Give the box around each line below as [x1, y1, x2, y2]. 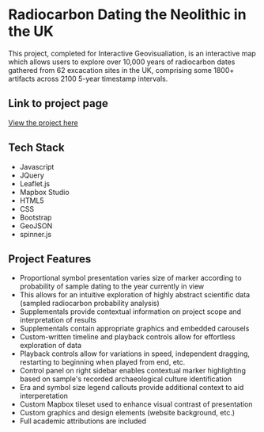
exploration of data [19, 341, 81, 350]
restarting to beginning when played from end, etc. [19, 357, 186, 367]
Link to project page [8, 97, 108, 110]
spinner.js [19, 229, 52, 239]
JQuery [19, 170, 45, 180]
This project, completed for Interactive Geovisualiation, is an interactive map [8, 48, 257, 58]
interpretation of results [19, 315, 97, 325]
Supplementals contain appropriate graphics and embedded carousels [19, 323, 250, 334]
